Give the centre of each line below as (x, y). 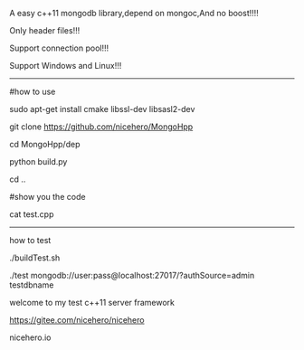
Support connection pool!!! (59, 48)
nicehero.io (30, 337)
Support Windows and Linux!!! (66, 66)
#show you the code (47, 197)
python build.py (38, 161)
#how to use (33, 91)
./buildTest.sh (35, 258)
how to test (30, 240)
